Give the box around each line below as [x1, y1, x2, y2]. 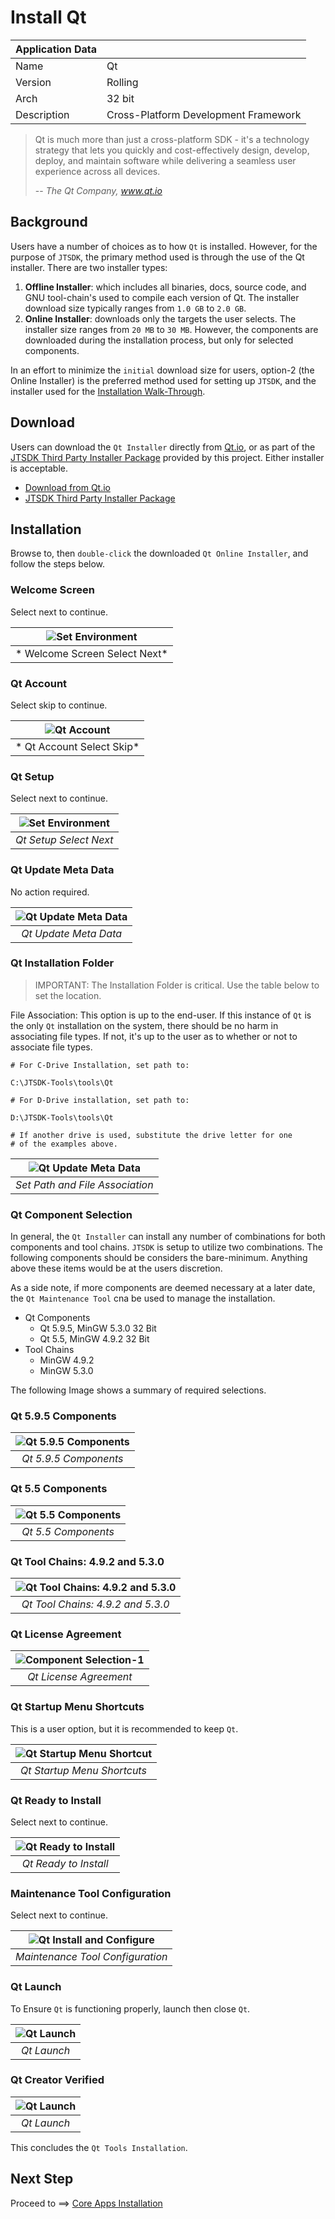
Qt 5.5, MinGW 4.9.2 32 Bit [39, 1333, 150, 1345]
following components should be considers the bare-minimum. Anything [10, 1252, 308, 1264]
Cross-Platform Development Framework [106, 107, 302, 121]
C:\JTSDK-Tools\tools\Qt [10, 1077, 114, 1088]
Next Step [10, 2171, 74, 2188]
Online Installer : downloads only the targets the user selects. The [24, 312, 297, 325]
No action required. [10, 886, 90, 898]
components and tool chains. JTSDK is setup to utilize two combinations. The [10, 1241, 323, 1253]
